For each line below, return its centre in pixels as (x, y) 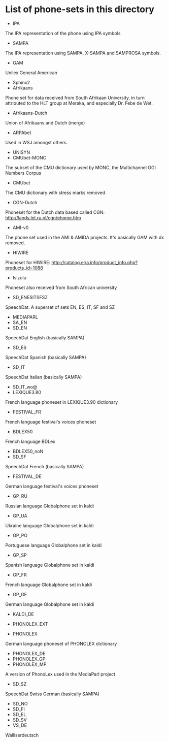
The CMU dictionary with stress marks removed (55, 192)
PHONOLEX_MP (29, 664)
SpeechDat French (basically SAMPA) (45, 466)
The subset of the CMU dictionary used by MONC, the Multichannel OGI (81, 167)
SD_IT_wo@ (25, 386)
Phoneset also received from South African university (61, 287)
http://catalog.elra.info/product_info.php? (95, 262)
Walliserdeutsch (22, 735)
